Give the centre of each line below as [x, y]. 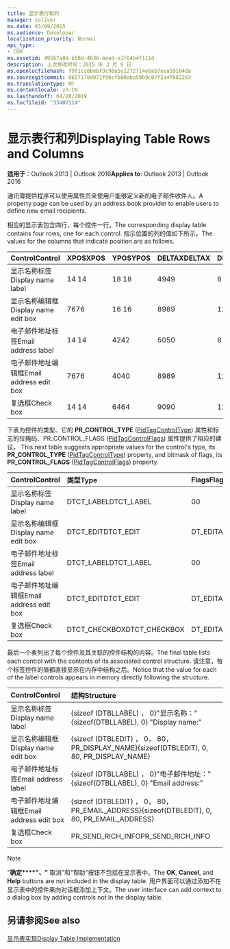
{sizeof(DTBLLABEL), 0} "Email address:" [137, 783]
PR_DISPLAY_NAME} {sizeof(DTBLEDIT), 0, [140, 747]
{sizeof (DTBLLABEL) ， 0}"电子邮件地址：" [141, 774]
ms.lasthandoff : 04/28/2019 [47, 97]
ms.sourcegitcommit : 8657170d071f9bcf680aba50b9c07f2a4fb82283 [99, 77]
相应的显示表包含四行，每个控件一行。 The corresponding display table [107, 224]
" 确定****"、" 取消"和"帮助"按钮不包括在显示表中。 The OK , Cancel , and [110, 872]
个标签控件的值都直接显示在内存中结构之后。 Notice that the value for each [112, 669]
